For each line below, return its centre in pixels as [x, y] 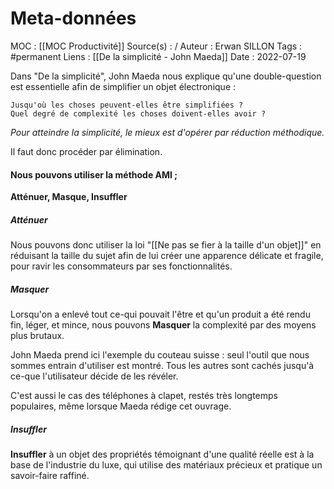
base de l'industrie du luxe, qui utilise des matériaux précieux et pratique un [166, 465]
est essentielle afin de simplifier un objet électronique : [123, 86]
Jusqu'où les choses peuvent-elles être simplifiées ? [127, 105]
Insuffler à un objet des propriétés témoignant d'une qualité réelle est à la [162, 454]
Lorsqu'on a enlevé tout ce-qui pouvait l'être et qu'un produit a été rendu [160, 314]
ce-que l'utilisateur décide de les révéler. [94, 376]
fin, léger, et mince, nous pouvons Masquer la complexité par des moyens [163, 325]
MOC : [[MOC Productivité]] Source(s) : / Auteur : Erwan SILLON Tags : [156, 46]
